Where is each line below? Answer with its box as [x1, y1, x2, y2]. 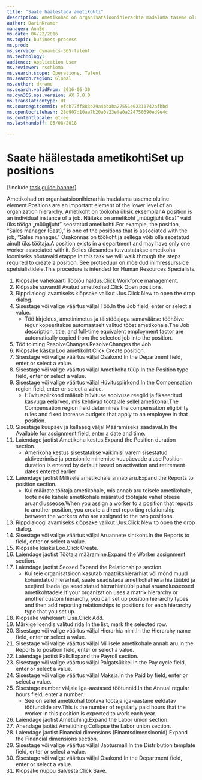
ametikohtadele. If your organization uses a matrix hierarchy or [24, 589, 179, 596]
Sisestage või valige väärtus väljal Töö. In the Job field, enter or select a [15, 303, 192, 310]
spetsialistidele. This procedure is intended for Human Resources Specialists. [7, 265, 196, 273]
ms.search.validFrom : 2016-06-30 [7, 87, 91, 93]
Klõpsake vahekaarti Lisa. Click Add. [15, 615, 104, 622]
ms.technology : [7, 53, 45, 59]
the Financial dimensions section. [15, 735, 98, 743]
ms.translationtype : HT [7, 98, 67, 104]
